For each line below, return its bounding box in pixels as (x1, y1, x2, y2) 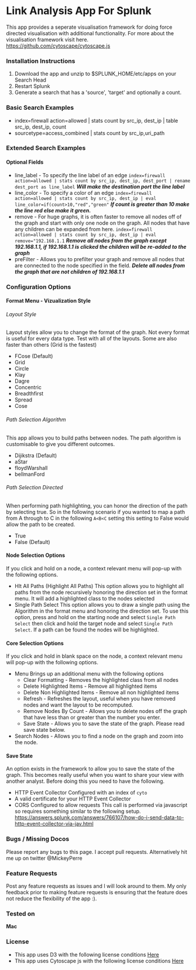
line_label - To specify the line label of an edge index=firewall (14, 171, 166, 178)
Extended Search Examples (6, 144, 86, 152)
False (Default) (14, 538, 51, 545)
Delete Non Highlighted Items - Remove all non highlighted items (23, 689, 180, 696)
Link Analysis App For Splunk (6, 4, 152, 18)
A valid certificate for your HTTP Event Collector (14, 795, 131, 802)
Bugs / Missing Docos (6, 835, 70, 843)
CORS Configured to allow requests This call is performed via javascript (14, 802, 188, 809)
